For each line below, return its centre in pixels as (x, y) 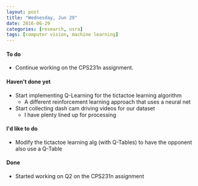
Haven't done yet (28, 81)
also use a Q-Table (39, 148)
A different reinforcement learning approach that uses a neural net (107, 102)
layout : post (23, 12)
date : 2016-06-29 (28, 23)
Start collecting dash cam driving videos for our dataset (85, 108)
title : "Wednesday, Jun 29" (42, 18)
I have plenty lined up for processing (70, 115)
